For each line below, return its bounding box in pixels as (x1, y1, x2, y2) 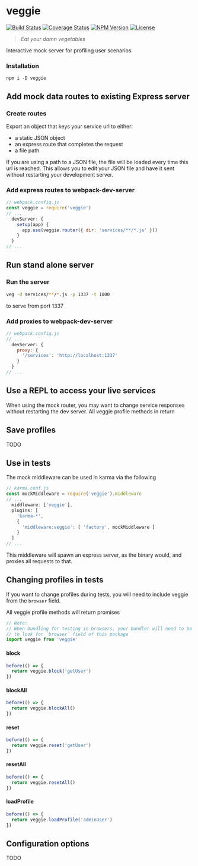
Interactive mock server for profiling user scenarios (6, 46, 132, 54)
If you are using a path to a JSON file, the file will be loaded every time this (6, 158, 189, 165)
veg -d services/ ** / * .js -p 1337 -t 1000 (6, 291, 110, 297)
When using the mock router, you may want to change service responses (6, 401, 185, 409)
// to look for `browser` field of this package (6, 631, 129, 637)
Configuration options (6, 839, 90, 849)
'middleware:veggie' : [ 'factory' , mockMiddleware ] (21, 524, 155, 530)
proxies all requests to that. (6, 558, 73, 565)
